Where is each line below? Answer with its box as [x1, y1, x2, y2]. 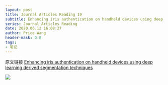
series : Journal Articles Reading [5, 21, 78, 26]
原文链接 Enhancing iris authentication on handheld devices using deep [5, 58, 153, 65]
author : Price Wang [5, 30, 46, 35]
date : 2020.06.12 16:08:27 [5, 26, 62, 31]
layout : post [5, 7, 33, 12]
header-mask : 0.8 [5, 35, 42, 40]
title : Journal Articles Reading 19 [5, 12, 82, 17]
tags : [5, 40, 17, 45]
